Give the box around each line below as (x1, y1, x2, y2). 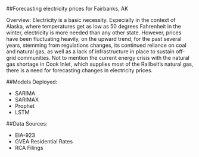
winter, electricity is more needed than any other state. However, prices (6, 29, 182, 36)
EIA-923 (14, 132, 36, 139)
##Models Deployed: (6, 78, 58, 85)
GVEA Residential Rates (14, 138, 73, 145)
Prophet (14, 102, 35, 109)
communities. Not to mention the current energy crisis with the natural (17, 55, 189, 61)
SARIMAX (14, 96, 39, 103)
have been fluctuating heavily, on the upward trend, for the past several (6, 36, 182, 42)
